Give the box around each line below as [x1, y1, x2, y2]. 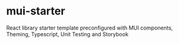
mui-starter [6, 4, 66, 18]
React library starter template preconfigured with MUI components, [6, 24, 173, 31]
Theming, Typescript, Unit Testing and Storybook [6, 30, 128, 37]
